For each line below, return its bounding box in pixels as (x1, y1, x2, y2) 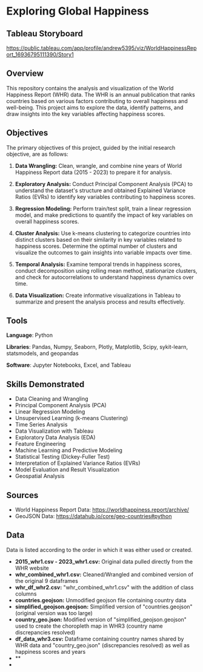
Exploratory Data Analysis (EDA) (15, 434, 96, 441)
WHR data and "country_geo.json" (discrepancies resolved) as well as (15, 641, 190, 649)
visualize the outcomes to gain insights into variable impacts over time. (15, 248, 192, 256)
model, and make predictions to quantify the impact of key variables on (15, 211, 193, 219)
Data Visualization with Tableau (15, 427, 94, 434)
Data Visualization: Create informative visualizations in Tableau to (15, 291, 181, 299)
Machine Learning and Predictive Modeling (15, 447, 123, 454)
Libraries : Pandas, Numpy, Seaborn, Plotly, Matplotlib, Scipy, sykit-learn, (6, 344, 188, 351)
